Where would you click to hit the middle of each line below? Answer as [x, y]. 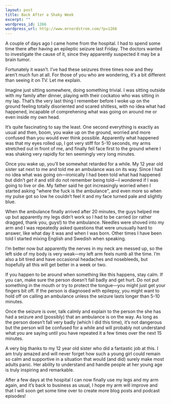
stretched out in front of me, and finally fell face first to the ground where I [83, 149]
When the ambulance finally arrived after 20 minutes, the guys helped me [82, 212]
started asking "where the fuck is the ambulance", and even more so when [83, 191]
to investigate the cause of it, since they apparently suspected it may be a [83, 54]
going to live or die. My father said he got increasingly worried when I [78, 186]
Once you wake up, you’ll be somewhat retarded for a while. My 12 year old [84, 164]
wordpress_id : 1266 [26, 24]
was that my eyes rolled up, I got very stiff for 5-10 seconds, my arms [78, 143]
